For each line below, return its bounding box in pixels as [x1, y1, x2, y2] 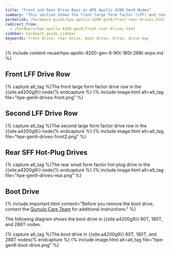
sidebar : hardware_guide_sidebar [5, 31, 76, 36]
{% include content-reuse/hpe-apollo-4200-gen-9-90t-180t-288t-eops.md [5, 49, 164, 56]
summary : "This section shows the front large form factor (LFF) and [5, 12, 156, 17]
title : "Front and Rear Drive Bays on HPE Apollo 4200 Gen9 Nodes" [5, 7, 152, 13]
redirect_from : [5, 21, 38, 27]
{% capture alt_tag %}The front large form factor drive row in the [5, 83, 141, 90]
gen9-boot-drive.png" [5, 242, 52, 248]
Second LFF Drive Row [5, 109, 78, 118]
